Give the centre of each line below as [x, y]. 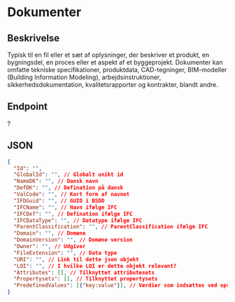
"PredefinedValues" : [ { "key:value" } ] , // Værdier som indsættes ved [115, 286]
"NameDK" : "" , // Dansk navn [56, 181]
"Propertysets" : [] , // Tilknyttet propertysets [86, 279]
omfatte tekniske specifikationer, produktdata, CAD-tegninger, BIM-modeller [117, 70]
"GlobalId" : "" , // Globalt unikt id [69, 175]
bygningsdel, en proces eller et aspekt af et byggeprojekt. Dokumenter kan [115, 62]
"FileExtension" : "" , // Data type [65, 253]
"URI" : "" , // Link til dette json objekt [76, 259]
